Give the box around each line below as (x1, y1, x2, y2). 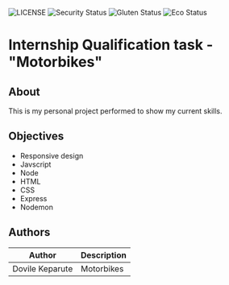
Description (80, 250, 127, 261)
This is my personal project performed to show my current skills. (8, 106, 223, 116)
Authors (8, 225, 51, 239)
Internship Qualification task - (8, 36, 214, 54)
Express (19, 193, 48, 203)
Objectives (8, 130, 65, 143)
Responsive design (19, 151, 84, 160)
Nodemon (19, 202, 54, 212)
